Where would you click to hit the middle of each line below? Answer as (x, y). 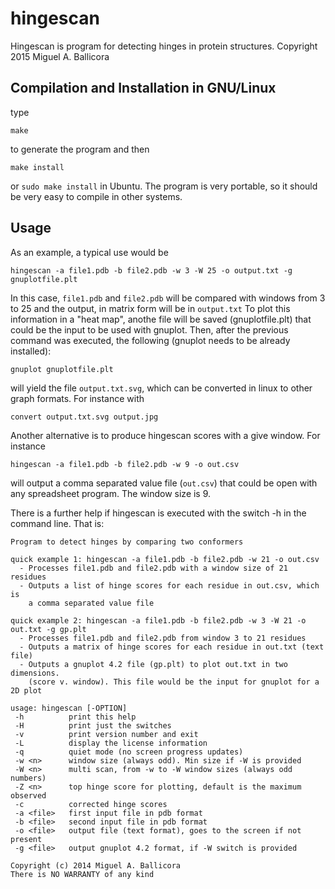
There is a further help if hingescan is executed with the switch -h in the (158, 513)
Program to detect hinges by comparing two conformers (127, 542)
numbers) (28, 778)
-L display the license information (111, 743)
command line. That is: (57, 523)
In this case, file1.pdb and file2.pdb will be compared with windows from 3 (168, 298)
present (26, 839)
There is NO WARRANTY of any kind (82, 874)
